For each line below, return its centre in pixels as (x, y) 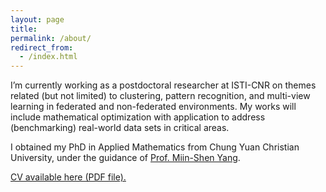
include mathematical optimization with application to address (138, 117)
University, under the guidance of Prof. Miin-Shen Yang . (125, 158)
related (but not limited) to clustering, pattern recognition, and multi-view (160, 96)
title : (24, 29)
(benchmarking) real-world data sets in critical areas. (120, 128)
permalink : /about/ (51, 38)
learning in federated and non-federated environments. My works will (153, 107)
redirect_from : (42, 47)
